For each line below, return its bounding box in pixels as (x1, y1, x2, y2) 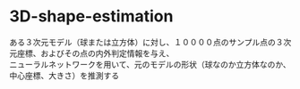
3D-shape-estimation (9, 6, 174, 27)
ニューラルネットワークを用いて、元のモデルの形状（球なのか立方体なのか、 (9, 59, 291, 69)
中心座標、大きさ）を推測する (9, 69, 119, 81)
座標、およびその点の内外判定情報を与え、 (16, 47, 175, 59)
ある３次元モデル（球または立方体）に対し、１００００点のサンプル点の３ (9, 36, 284, 47)
